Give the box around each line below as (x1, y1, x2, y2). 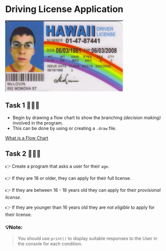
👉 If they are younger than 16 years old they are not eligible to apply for (5, 204, 155, 210)
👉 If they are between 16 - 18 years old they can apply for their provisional (5, 187, 161, 193)
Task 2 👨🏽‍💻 (5, 150, 41, 158)
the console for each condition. (17, 240, 82, 246)
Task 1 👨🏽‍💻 (5, 101, 40, 110)
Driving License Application (5, 4, 124, 15)
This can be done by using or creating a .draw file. (12, 125, 117, 131)
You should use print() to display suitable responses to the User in (17, 235, 157, 241)
